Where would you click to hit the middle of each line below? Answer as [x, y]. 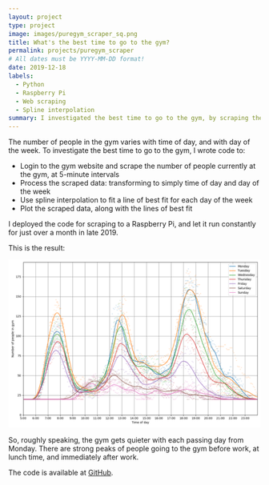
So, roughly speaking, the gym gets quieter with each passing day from [126, 439]
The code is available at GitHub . [61, 472]
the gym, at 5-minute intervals [70, 174]
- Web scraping [41, 101]
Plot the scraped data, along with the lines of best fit [106, 209]
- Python [30, 84]
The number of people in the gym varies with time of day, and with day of [129, 142]
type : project [32, 25]
